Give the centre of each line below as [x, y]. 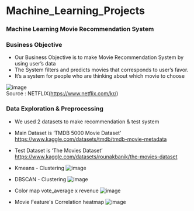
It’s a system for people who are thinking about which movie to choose [100, 76]
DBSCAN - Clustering [40, 179]
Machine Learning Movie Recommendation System [80, 29]
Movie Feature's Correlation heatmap [59, 202]
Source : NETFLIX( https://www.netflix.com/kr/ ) [62, 94]
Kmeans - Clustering [39, 168]
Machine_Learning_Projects [75, 11]
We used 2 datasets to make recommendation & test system [87, 122]
